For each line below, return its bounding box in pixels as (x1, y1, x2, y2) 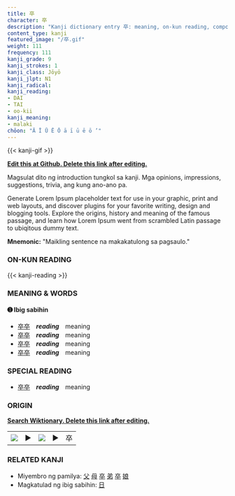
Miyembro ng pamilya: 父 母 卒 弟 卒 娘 (17, 472, 129, 480)
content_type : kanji (7, 29, 68, 37)
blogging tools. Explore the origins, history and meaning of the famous (7, 209, 211, 217)
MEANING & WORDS (7, 288, 78, 298)
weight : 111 (7, 43, 42, 50)
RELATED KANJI (7, 455, 64, 465)
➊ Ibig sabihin (7, 305, 49, 314)
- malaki (7, 120, 33, 128)
